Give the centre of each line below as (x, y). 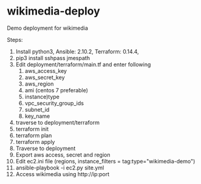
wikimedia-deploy (54, 11)
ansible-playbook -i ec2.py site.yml (60, 168)
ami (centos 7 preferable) (56, 90)
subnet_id (37, 109)
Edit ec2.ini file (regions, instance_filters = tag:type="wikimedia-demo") (105, 161)
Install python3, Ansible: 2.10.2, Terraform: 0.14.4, (77, 51)
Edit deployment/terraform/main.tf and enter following (83, 64)
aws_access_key (46, 70)
